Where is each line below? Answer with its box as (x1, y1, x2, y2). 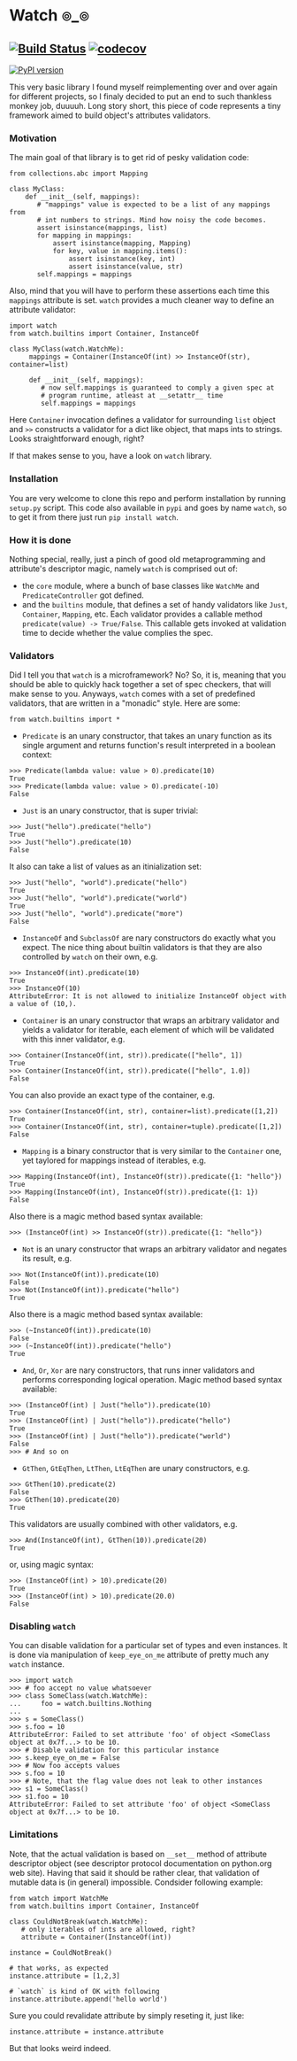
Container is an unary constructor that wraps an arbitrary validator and (21, 1015, 280, 1026)
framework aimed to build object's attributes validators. (9, 110, 210, 120)
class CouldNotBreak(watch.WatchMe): (9, 1917, 148, 1926)
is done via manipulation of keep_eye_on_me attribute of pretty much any (9, 1649, 270, 1661)
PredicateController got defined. (21, 590, 144, 600)
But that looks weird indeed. (9, 2042, 111, 2053)
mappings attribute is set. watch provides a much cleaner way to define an (9, 295, 275, 306)
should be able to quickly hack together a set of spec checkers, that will (9, 679, 271, 690)
